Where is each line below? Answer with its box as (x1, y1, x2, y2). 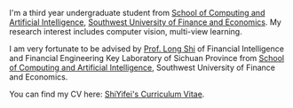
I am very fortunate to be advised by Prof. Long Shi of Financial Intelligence (9, 43, 284, 54)
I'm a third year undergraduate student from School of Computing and (9, 8, 265, 18)
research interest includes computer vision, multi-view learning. (9, 27, 242, 36)
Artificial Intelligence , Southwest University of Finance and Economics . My (9, 17, 281, 27)
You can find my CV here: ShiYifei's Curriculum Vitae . (9, 89, 205, 99)
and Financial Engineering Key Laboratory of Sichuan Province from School (9, 53, 285, 63)
